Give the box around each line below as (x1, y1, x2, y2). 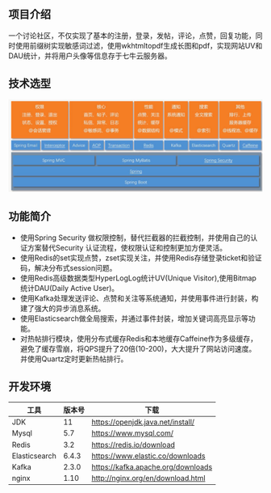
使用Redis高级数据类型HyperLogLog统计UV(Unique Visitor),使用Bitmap (19, 273, 256, 283)
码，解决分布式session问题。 (19, 263, 117, 272)
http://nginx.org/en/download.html (91, 474, 206, 483)
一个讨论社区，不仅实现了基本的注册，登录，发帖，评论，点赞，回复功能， (8, 31, 256, 40)
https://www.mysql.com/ (91, 428, 174, 438)
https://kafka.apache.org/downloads (91, 462, 213, 472)
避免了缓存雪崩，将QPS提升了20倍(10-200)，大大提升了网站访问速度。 (19, 343, 256, 353)
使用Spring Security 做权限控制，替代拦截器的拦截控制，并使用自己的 (19, 233, 251, 242)
